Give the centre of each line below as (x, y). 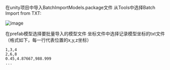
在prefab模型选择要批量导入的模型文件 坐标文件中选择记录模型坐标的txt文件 (85, 34)
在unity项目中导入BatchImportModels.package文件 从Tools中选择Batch (80, 7)
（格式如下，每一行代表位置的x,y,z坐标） (48, 40)
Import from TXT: (24, 13)
